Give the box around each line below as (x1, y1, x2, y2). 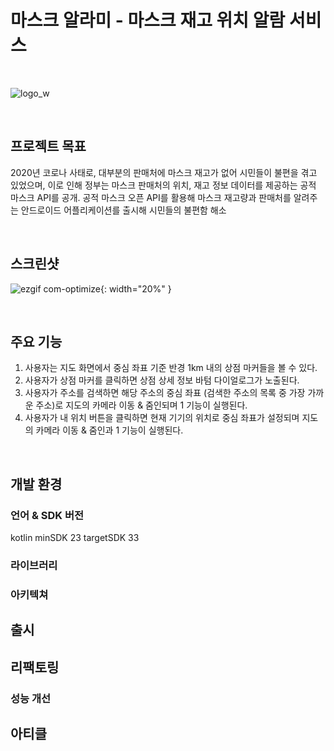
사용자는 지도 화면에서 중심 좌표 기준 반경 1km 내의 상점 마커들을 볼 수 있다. (24, 362, 318, 374)
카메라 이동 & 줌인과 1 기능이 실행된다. (35, 424, 184, 436)
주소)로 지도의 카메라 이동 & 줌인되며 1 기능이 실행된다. (35, 399, 248, 411)
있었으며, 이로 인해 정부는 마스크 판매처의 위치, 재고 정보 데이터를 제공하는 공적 (10, 179, 317, 191)
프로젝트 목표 (10, 138, 87, 155)
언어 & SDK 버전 (10, 508, 85, 522)
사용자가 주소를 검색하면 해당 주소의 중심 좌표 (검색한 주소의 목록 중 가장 (24, 387, 306, 399)
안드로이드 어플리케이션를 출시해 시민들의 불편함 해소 (20, 204, 227, 216)
